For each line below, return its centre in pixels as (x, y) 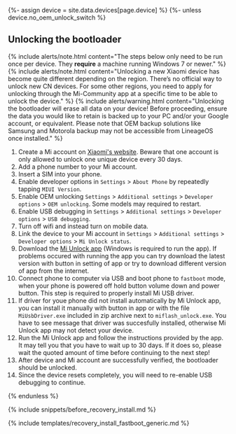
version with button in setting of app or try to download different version (122, 263)
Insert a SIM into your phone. (60, 174)
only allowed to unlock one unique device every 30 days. (100, 159)
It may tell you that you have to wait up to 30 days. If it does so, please (120, 345)
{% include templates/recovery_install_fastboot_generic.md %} (99, 423)
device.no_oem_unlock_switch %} (57, 17)
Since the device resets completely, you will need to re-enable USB (115, 374)
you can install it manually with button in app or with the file (104, 308)
